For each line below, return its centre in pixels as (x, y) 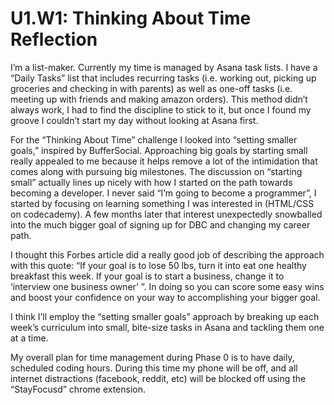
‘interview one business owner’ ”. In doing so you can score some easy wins (167, 286)
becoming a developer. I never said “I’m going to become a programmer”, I (163, 193)
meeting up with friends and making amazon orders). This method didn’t (159, 99)
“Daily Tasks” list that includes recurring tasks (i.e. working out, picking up (163, 78)
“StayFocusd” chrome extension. (78, 389)
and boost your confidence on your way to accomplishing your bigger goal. (165, 297)
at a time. (29, 338)
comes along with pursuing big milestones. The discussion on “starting (156, 171)
